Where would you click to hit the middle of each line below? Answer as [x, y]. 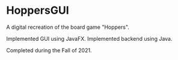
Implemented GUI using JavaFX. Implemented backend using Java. [89, 38]
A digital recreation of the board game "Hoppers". [68, 27]
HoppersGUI [38, 10]
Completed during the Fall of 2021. [49, 50]
